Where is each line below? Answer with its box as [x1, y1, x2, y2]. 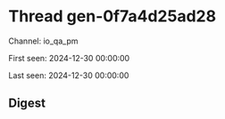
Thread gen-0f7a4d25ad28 [8, 6, 216, 27]
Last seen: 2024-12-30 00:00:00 [8, 69, 129, 81]
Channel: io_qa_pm [8, 36, 79, 46]
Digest [8, 96, 46, 111]
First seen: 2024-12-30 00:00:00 [8, 52, 130, 63]
